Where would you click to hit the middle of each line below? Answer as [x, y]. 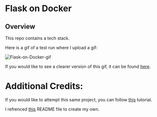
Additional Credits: [44, 86]
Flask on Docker [38, 9]
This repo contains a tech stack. [37, 38]
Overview [20, 27]
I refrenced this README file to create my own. [52, 109]
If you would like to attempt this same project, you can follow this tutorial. [79, 99]
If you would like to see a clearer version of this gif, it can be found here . [78, 67]
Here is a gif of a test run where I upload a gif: [51, 48]
